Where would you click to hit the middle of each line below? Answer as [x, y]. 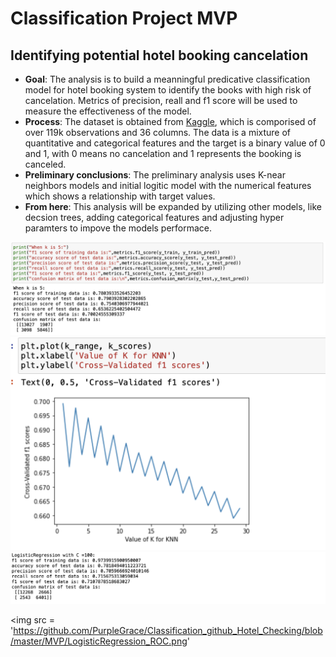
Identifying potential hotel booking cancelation [159, 55]
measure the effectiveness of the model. [108, 111]
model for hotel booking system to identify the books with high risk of [168, 90]
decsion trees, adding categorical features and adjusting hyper [154, 217]
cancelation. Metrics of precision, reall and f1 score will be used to [161, 100]
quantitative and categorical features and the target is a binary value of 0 [175, 143]
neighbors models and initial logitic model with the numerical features [168, 185]
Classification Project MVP [124, 18]
